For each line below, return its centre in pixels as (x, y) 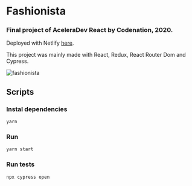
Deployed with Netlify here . (40, 43)
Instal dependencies (37, 109)
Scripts (20, 92)
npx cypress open (28, 177)
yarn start (20, 149)
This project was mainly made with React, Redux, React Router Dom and (96, 55)
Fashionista (36, 11)
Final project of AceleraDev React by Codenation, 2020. (90, 30)
